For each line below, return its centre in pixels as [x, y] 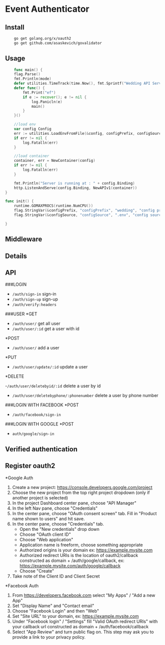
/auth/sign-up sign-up [35, 299]
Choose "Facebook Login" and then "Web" [55, 611]
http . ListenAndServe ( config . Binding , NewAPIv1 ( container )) [76, 188]
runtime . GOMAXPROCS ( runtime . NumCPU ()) [54, 206]
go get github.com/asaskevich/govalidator [58, 43]
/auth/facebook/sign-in [37, 415]
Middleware [24, 239]
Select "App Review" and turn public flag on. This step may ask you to [83, 632]
